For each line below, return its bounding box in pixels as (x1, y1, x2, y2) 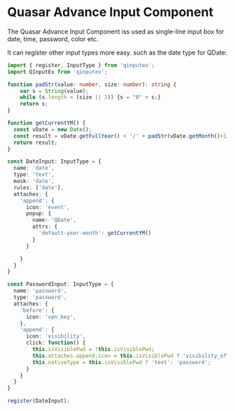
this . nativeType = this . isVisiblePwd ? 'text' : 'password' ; (32, 359, 211, 366)
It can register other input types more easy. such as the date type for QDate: (7, 48, 227, 57)
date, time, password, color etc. (7, 34, 99, 43)
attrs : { (32, 223, 58, 231)
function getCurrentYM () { (7, 120, 86, 127)
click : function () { (25, 340, 86, 347)
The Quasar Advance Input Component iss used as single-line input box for (7, 27, 225, 36)
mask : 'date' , (13, 178, 55, 185)
